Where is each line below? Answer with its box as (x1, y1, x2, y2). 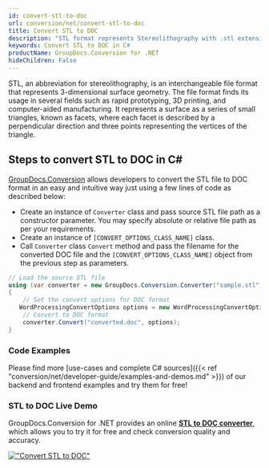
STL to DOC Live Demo (8, 400, 98, 411)
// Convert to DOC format (22, 311, 110, 319)
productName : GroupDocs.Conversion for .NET (8, 49, 159, 57)
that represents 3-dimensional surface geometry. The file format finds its (8, 87, 249, 96)
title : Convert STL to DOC (8, 26, 98, 35)
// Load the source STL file (8, 274, 106, 282)
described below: (8, 191, 66, 201)
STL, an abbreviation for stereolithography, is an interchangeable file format (8, 78, 258, 88)
